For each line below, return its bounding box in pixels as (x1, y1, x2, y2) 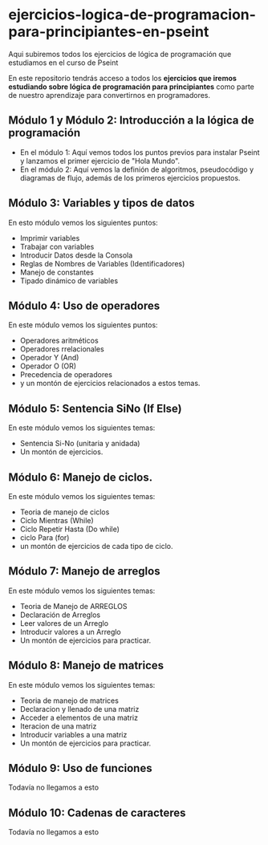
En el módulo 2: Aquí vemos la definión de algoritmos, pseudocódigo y (19, 165, 254, 174)
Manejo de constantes (19, 267, 94, 277)
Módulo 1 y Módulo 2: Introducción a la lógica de (8, 114, 254, 128)
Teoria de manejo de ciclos (19, 507, 110, 517)
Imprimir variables (19, 233, 80, 242)
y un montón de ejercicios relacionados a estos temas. (19, 379, 201, 388)
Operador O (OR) (19, 361, 77, 371)
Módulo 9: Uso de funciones (8, 762, 152, 775)
